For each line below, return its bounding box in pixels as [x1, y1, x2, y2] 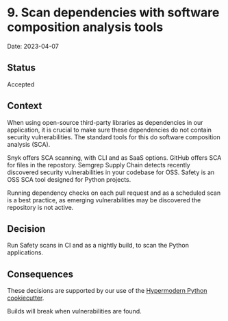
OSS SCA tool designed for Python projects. [7, 175, 131, 183]
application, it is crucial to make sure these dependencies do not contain [7, 126, 212, 134]
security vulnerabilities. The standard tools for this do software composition [7, 132, 220, 141]
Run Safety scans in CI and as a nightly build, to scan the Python [7, 241, 190, 250]
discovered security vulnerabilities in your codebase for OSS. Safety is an [7, 168, 215, 176]
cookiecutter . [7, 294, 45, 302]
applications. [7, 248, 43, 257]
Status [7, 62, 36, 73]
